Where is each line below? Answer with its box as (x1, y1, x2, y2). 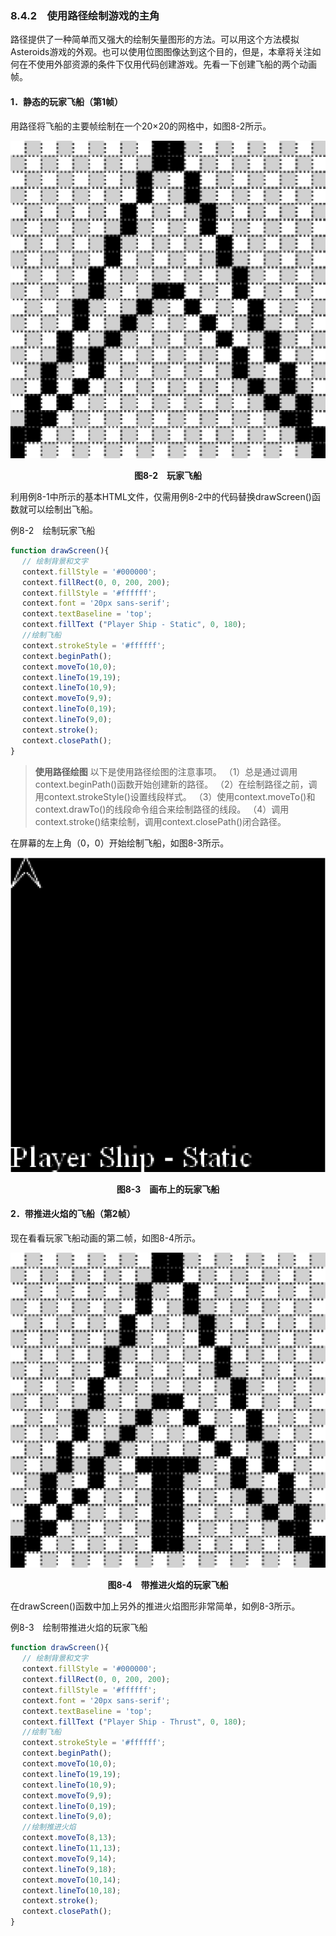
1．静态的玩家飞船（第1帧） (10, 95, 124, 107)
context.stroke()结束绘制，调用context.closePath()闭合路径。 (34, 815, 287, 827)
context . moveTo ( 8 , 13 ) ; (22, 1833, 117, 1843)
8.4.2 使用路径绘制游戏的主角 (10, 8, 160, 22)
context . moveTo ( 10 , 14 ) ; (22, 1875, 122, 1885)
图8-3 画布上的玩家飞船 (116, 1183, 220, 1195)
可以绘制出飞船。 (27, 503, 98, 516)
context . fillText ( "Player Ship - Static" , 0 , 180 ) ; (22, 620, 247, 630)
